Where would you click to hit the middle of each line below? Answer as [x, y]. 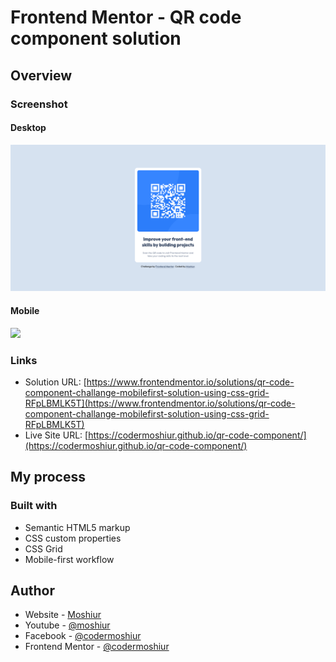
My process [48, 477]
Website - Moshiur [63, 615]
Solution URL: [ [55, 382]
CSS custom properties [73, 538]
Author [32, 591]
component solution [96, 38]
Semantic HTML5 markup [77, 527]
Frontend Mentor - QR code [126, 17]
